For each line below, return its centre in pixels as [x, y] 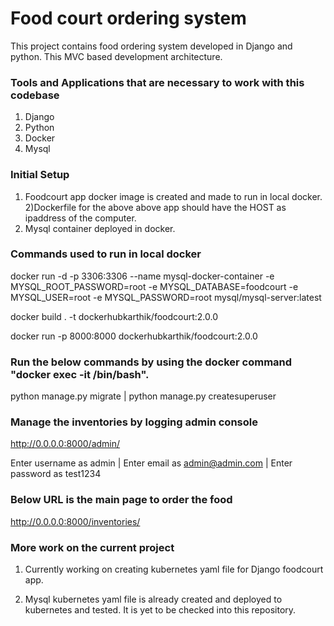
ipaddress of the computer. [80, 218]
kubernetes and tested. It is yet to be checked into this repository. [160, 610]
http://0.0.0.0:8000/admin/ [65, 444]
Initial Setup [40, 175]
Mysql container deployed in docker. [100, 228]
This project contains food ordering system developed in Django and [151, 46]
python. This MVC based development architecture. [116, 56]
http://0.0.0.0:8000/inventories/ [75, 521]
